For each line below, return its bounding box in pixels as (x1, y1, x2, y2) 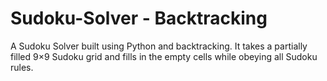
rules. (10, 61, 34, 73)
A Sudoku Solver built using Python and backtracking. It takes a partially (10, 40, 308, 52)
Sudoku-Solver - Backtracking (10, 7, 268, 30)
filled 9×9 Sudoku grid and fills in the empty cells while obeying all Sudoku (10, 50, 318, 62)
